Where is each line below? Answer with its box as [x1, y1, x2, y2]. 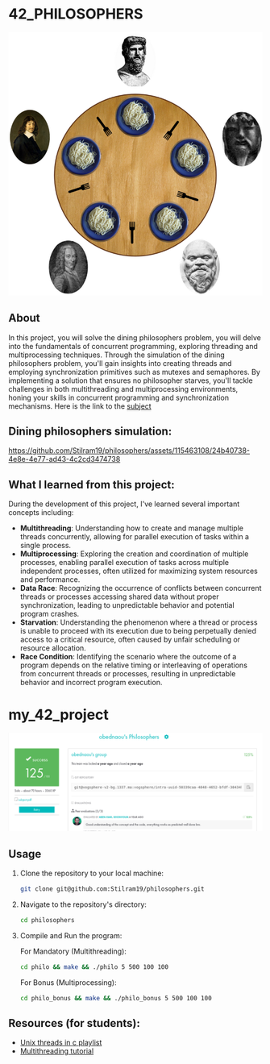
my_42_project [8, 706, 109, 724]
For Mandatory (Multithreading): [19, 946, 127, 956]
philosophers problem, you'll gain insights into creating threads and [8, 358, 232, 368]
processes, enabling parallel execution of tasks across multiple [19, 558, 230, 567]
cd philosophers [19, 916, 75, 924]
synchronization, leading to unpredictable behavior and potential [19, 601, 235, 610]
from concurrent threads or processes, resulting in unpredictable [19, 669, 236, 679]
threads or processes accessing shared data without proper [19, 592, 219, 601]
